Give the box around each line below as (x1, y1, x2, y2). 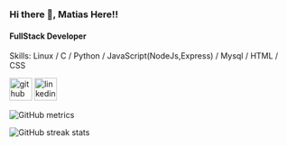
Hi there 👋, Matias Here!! (9, 8, 119, 21)
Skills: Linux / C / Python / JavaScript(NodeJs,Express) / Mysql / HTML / (9, 50, 279, 61)
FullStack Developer (9, 31, 88, 41)
